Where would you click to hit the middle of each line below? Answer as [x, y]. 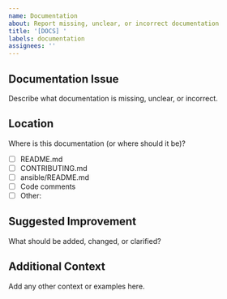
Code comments [48, 186]
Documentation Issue [64, 79]
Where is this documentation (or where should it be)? [97, 143]
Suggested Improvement [72, 222]
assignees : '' [32, 46]
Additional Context [57, 267]
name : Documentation [43, 16]
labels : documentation [47, 38]
